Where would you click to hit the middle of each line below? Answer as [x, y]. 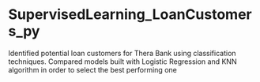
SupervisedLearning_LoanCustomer [130, 15]
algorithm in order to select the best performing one [93, 69]
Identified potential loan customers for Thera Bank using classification [122, 53]
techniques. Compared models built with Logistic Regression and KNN [122, 61]
